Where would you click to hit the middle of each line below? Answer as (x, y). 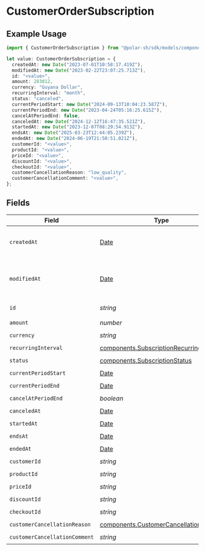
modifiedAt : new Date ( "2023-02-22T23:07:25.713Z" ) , (79, 70)
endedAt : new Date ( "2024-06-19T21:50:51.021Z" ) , (75, 139)
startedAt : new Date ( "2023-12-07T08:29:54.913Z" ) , (77, 127)
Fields (18, 203)
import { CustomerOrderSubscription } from (63, 48)
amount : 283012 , (32, 82)
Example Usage (37, 34)
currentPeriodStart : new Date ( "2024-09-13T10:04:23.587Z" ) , (90, 104)
